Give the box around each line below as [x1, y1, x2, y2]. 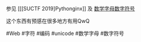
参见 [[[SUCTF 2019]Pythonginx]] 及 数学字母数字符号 [6, 5, 135, 12]
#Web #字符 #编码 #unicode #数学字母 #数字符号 [6, 30, 124, 37]
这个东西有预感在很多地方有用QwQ [6, 17, 90, 24]
